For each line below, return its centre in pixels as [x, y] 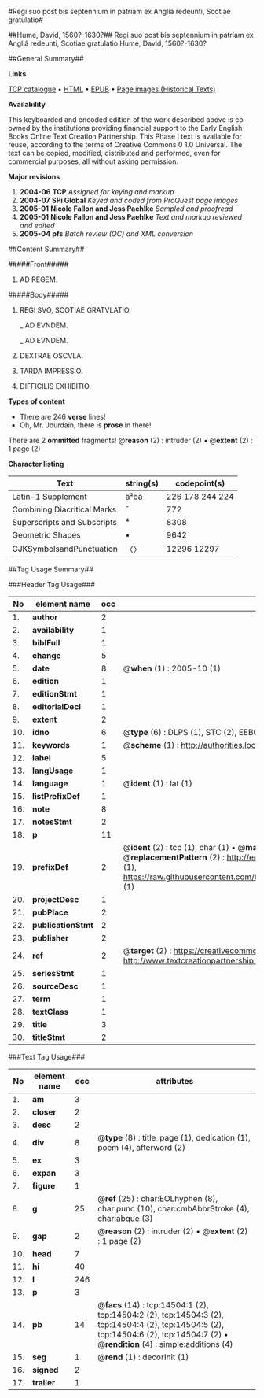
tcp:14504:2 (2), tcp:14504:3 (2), [161, 1315]
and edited [37, 225]
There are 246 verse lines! [62, 417]
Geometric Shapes [46, 535]
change [47, 655]
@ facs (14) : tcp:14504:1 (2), [154, 1305]
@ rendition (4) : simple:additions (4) [165, 1344]
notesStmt [52, 822]
